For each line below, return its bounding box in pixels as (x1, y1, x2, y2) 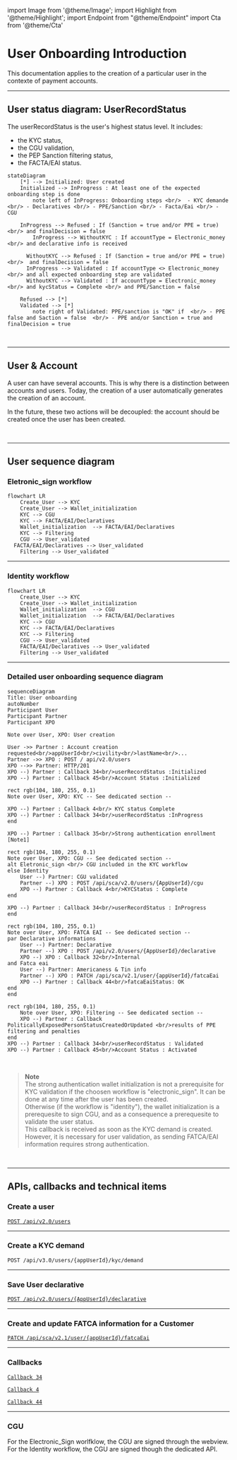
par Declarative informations (7, 935, 97, 942)
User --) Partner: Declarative (20, 941, 112, 948)
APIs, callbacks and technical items (7, 1180, 167, 1192)
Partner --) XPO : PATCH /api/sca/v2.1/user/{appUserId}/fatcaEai (20, 972, 219, 979)
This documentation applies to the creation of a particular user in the (7, 68, 207, 77)
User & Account (7, 360, 78, 372)
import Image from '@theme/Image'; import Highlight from (7, 6, 177, 14)
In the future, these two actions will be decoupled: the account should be (7, 407, 220, 416)
